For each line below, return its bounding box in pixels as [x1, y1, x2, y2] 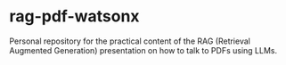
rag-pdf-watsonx [9, 6, 140, 27]
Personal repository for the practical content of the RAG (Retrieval [9, 36, 251, 46]
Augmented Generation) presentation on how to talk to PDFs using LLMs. [9, 45, 278, 55]
